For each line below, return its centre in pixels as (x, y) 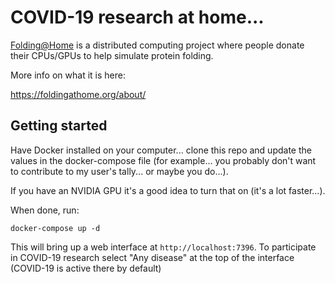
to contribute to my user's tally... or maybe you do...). (119, 171)
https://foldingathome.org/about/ (78, 94)
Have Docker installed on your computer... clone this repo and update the (161, 150)
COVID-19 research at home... (137, 17)
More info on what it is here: (68, 75)
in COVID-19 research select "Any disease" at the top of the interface (152, 257)
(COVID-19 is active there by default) (86, 268)
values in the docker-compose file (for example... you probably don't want (163, 160)
